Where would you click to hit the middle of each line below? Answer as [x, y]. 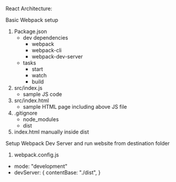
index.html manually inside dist [52, 132]
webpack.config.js [36, 155]
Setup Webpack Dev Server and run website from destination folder [88, 143]
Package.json [31, 31]
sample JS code [42, 94]
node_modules [41, 119]
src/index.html [31, 100]
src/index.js [28, 88]
